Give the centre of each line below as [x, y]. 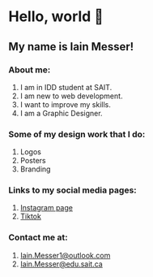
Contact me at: [38, 237]
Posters [33, 161]
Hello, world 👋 [56, 17]
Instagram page [46, 208]
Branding [35, 169]
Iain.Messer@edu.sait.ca [61, 264]
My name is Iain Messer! [71, 47]
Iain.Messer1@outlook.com [65, 255]
